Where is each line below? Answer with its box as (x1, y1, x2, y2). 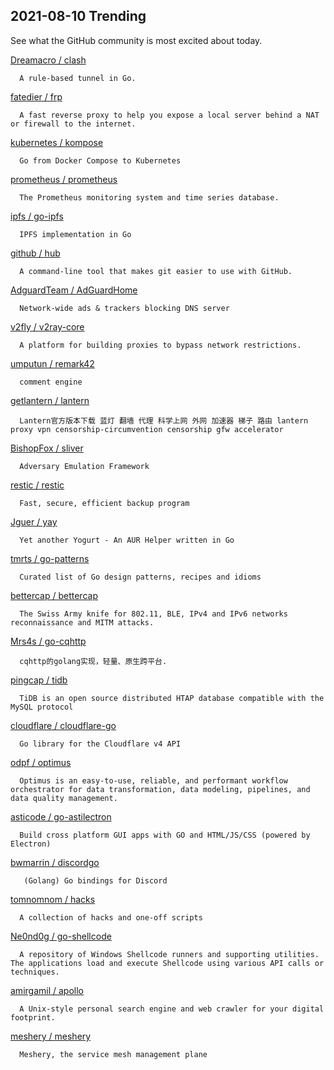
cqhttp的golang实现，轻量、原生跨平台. (19, 656, 168, 666)
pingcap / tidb (10, 674, 68, 686)
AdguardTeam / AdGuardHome (10, 284, 138, 296)
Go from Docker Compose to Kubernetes (19, 155, 182, 166)
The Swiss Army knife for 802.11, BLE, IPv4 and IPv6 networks (19, 609, 288, 619)
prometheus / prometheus (10, 173, 118, 185)
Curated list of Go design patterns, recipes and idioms (19, 572, 262, 582)
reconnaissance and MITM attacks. (10, 617, 155, 628)
